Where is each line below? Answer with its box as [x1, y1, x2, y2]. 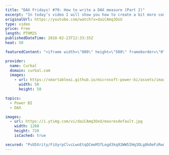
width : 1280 [14, 124, 39, 129]
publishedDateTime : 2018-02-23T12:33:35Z [5, 36, 94, 41]
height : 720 [14, 128, 39, 134]
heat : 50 [5, 40, 24, 45]
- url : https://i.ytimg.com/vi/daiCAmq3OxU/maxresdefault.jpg [10, 119, 143, 124]
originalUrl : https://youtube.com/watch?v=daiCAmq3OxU [5, 17, 123, 22]
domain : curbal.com [10, 68, 51, 73]
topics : [5, 95, 22, 101]
